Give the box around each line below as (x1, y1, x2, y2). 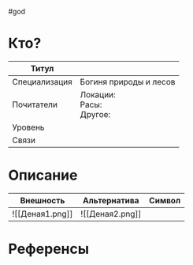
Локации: (80, 89, 116, 100)
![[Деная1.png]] (12, 208, 73, 219)
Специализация (12, 76, 72, 87)
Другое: (80, 108, 111, 119)
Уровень (12, 122, 45, 133)
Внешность (20, 195, 65, 206)
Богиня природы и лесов (80, 76, 176, 87)
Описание (8, 166, 78, 184)
